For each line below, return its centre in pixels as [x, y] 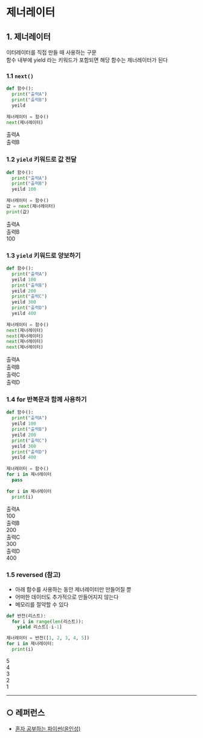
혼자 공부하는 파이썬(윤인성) [48, 728]
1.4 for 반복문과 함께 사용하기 [47, 399]
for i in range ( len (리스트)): [48, 622]
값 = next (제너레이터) [31, 206]
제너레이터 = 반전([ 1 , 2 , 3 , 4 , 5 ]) [48, 638]
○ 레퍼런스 [26, 713]
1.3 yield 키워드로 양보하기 [43, 255]
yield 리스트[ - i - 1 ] [40, 627]
